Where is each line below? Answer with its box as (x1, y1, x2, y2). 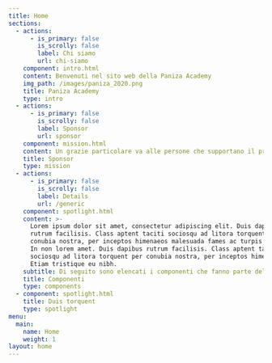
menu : (8, 312, 27, 320)
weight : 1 (23, 335, 57, 344)
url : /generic (37, 200, 85, 208)
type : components (23, 282, 82, 291)
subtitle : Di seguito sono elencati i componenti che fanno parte (23, 268, 252, 276)
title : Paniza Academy (23, 87, 100, 95)
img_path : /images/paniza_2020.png (23, 79, 143, 87)
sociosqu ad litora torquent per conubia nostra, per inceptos (29, 252, 249, 260)
